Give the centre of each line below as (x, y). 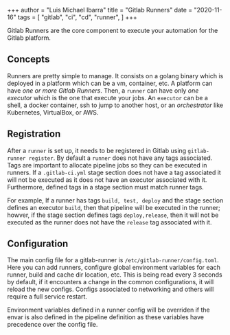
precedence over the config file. (53, 325)
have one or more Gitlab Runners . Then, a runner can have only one (103, 90)
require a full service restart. (47, 297)
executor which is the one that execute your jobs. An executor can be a (107, 97)
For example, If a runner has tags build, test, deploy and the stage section (115, 200)
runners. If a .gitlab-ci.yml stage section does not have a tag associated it (114, 172)
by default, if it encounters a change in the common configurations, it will (111, 282)
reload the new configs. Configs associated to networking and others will (111, 289)
